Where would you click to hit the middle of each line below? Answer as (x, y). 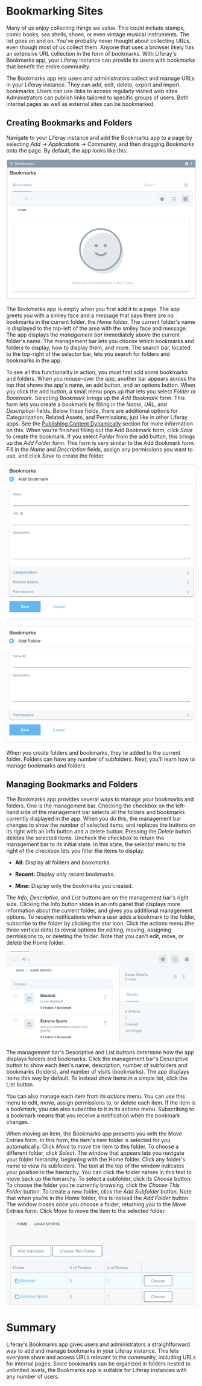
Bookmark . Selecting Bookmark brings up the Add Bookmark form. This (96, 398)
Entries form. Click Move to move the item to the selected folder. (86, 1211)
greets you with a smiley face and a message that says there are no (90, 315)
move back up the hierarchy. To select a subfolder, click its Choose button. (99, 1179)
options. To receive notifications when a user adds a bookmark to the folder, (101, 917)
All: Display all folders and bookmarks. (63, 862)
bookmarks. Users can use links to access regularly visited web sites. (93, 91)
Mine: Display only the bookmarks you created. (74, 885)
